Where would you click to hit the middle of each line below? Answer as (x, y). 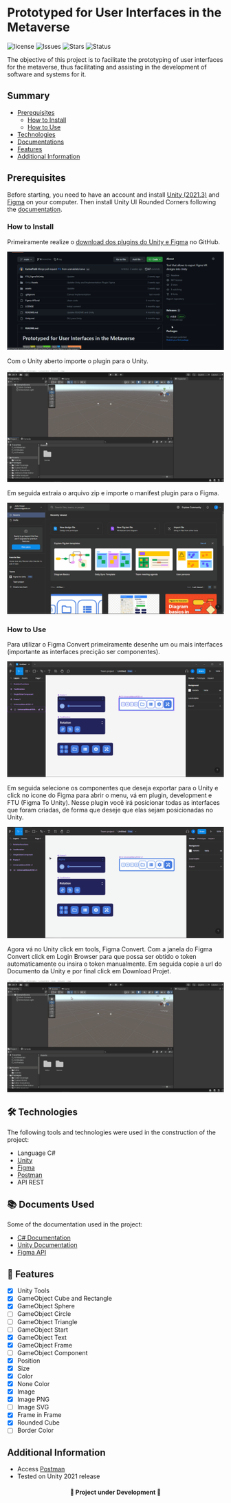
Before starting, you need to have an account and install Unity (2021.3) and (113, 195)
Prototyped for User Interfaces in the (114, 13)
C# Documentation (44, 1238)
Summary (29, 96)
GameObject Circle (44, 1314)
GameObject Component (52, 1352)
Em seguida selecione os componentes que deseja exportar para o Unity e (113, 788)
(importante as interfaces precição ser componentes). (84, 652)
